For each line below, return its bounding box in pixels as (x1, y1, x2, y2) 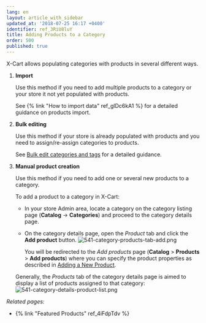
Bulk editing (15, 120, 47, 127)
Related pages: (6, 298, 45, 305)
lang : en (6, 9, 29, 15)
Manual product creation (15, 162, 80, 170)
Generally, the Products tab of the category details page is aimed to (15, 273, 186, 280)
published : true (6, 44, 48, 50)
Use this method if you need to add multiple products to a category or (15, 83, 192, 91)
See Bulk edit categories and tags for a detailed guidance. (15, 151, 162, 158)
